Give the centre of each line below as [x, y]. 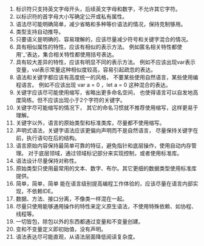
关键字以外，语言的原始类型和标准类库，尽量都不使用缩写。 [90, 123]
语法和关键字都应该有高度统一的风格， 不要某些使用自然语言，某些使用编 [107, 77]
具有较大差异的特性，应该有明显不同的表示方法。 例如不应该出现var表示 [106, 62]
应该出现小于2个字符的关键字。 [87, 100]
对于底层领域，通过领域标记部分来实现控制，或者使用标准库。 [105, 153]
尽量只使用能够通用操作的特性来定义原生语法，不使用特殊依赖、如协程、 [106, 206]
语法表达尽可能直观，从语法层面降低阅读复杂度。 [77, 237]
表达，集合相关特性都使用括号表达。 [72, 54]
